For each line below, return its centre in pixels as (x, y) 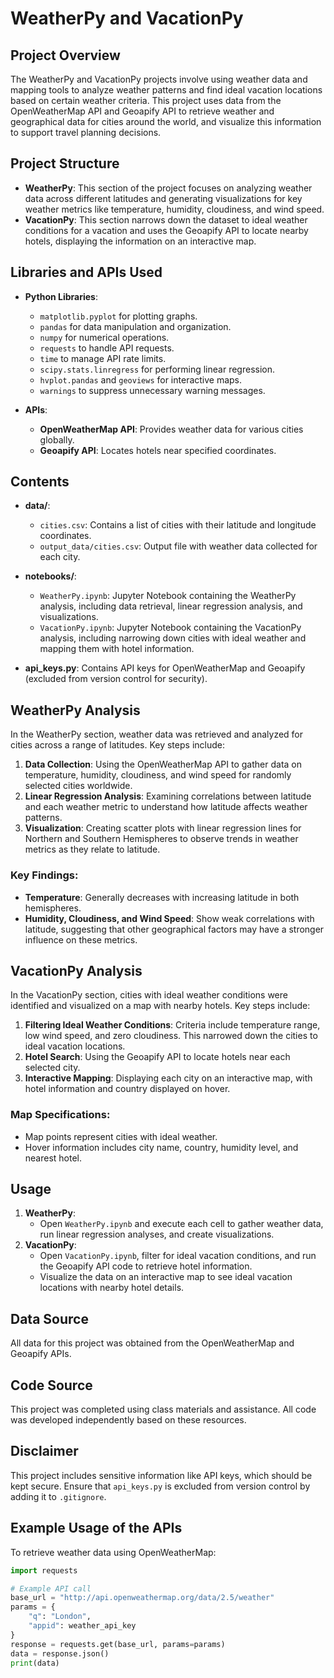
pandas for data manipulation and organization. (135, 326)
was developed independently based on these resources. (128, 1420)
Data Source (49, 1318)
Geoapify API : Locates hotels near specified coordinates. (158, 450)
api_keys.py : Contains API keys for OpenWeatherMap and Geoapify (165, 668)
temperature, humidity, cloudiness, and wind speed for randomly (158, 775)
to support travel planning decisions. (86, 132)
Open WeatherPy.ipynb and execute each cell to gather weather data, (181, 1224)
